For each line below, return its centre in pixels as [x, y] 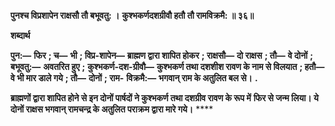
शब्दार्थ [20, 35]
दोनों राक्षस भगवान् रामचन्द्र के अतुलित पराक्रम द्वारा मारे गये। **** [112, 109]
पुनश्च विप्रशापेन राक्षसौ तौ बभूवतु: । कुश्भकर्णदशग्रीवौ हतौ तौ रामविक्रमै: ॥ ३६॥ [132, 15]
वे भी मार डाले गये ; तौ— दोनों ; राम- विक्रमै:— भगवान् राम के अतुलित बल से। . [134, 78]
